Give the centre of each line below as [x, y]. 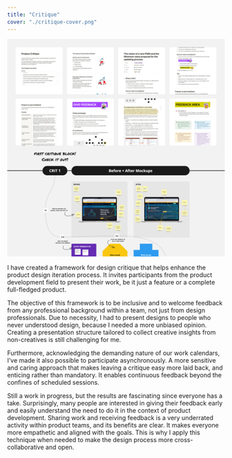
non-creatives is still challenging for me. [64, 339]
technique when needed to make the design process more [90, 439]
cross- [184, 439]
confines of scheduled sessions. [54, 382]
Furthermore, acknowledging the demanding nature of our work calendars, [114, 353]
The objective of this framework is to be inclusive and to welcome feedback [115, 303]
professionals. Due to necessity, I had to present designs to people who [109, 317]
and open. [60, 447]
